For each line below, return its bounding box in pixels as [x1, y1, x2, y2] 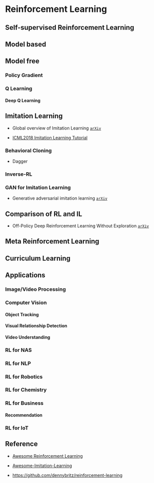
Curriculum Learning [5, 254, 71, 263]
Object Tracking [5, 311, 39, 317]
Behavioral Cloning [5, 147, 52, 154]
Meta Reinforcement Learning [5, 237, 100, 246]
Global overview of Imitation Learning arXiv [12, 125, 102, 131]
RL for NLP [5, 360, 31, 367]
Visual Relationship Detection [5, 323, 68, 329]
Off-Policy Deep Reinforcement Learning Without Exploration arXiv [12, 222, 150, 229]
